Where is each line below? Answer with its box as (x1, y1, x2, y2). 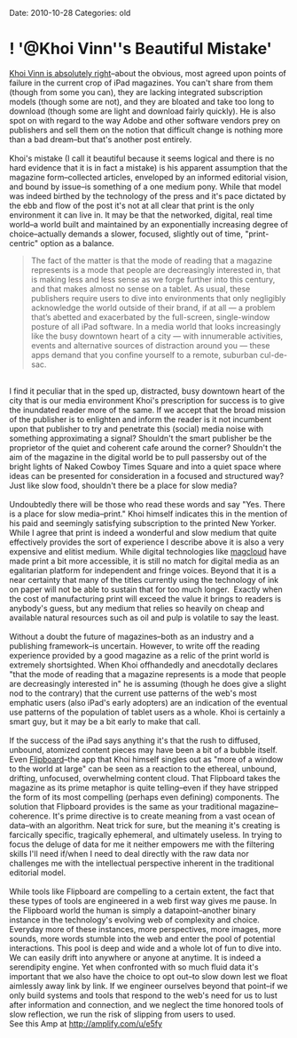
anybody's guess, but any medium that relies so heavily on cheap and (9, 603, 265, 613)
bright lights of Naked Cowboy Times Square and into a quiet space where (9, 461, 282, 472)
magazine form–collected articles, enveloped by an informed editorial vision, (9, 172, 288, 182)
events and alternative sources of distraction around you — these (30, 339, 270, 350)
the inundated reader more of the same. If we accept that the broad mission (9, 404, 286, 415)
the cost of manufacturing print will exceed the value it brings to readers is (9, 593, 282, 603)
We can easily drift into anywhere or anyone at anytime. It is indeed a (9, 952, 262, 962)
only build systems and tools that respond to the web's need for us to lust (9, 990, 277, 1001)
